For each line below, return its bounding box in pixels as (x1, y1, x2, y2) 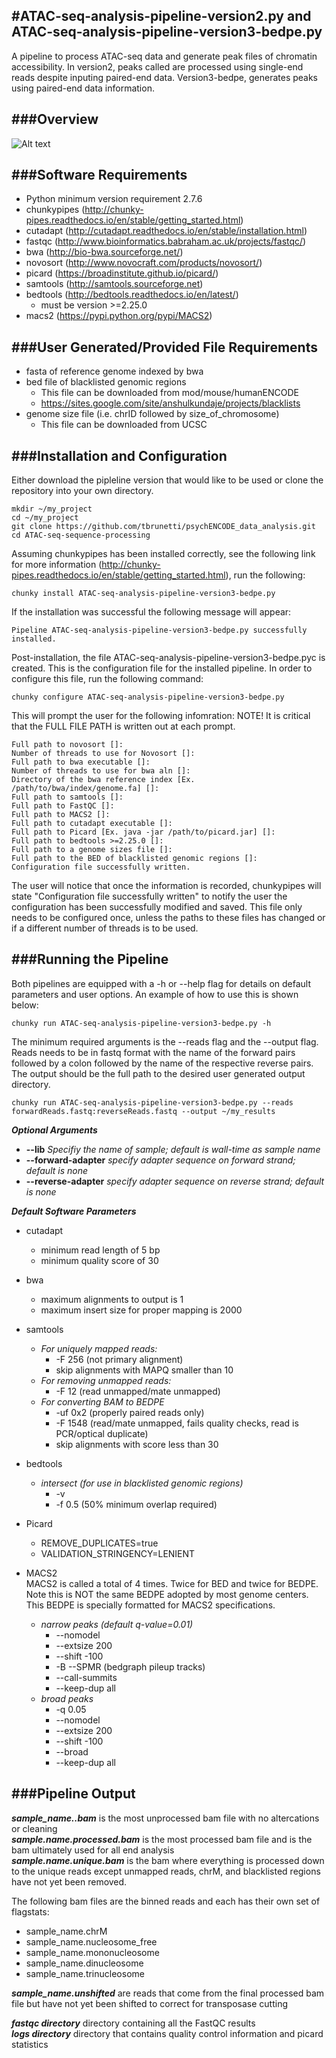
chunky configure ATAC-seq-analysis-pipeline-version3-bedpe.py (11, 692, 285, 703)
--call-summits (55, 1671, 118, 1683)
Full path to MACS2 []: (11, 810, 111, 820)
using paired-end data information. (11, 82, 155, 94)
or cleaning (11, 1822, 58, 1834)
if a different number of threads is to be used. (11, 922, 199, 934)
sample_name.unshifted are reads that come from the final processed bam (11, 1987, 325, 1999)
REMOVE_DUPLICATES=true (40, 1537, 159, 1549)
